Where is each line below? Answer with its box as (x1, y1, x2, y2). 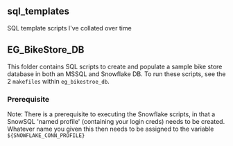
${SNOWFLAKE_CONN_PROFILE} (7, 131, 85, 139)
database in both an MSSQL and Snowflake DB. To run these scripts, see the (7, 69, 227, 78)
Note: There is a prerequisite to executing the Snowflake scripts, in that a (7, 110, 216, 118)
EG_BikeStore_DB (7, 44, 85, 56)
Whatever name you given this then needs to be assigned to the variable (7, 125, 214, 133)
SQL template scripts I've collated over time (7, 24, 132, 32)
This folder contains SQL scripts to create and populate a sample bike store (7, 62, 223, 71)
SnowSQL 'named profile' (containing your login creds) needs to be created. (7, 117, 225, 125)
